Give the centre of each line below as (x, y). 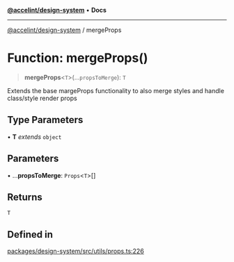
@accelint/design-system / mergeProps (64, 30)
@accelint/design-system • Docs (57, 10)
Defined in (30, 235)
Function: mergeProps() (78, 58)
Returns (25, 197)
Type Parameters (45, 120)
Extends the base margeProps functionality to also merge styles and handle (116, 90)
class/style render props (42, 98)
